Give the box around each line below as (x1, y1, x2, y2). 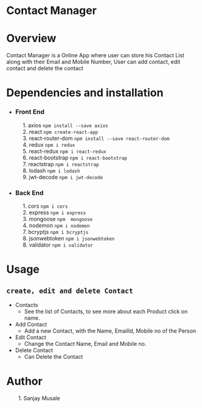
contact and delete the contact (6, 65, 83, 72)
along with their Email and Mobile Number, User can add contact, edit (6, 58, 181, 66)
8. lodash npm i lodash (23, 167, 80, 174)
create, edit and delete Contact (6, 287, 134, 295)
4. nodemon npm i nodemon (23, 222, 90, 229)
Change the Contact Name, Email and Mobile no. (24, 340, 147, 347)
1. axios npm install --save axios (23, 121, 108, 128)
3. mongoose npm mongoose (23, 215, 93, 222)
